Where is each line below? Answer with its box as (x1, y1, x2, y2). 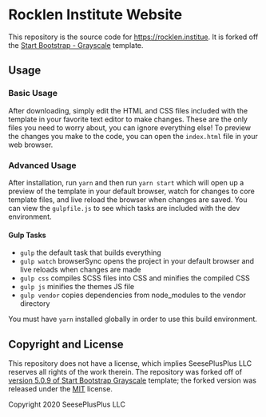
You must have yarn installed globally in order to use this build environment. (8, 314, 258, 324)
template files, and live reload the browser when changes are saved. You (8, 194, 248, 205)
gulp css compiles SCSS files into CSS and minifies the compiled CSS (19, 273, 250, 283)
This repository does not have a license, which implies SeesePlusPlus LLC (8, 358, 252, 368)
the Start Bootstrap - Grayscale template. (8, 40, 144, 50)
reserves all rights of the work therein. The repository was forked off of (8, 367, 242, 376)
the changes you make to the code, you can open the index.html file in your (8, 131, 258, 141)
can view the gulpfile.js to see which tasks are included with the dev (8, 203, 240, 212)
